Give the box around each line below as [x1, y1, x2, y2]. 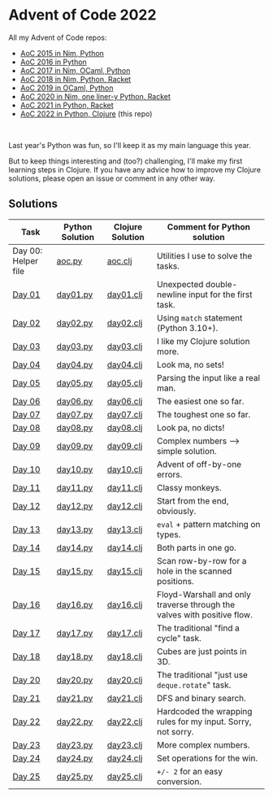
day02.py [56, 317, 93, 329]
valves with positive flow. [157, 608, 253, 620]
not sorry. [157, 726, 194, 737]
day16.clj [106, 599, 143, 610]
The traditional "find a [157, 622, 240, 634]
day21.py [56, 692, 93, 704]
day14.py [56, 542, 93, 553]
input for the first [188, 289, 253, 300]
